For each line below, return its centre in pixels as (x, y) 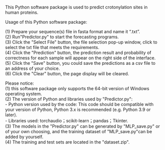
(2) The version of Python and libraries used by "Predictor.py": (69, 99)
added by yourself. (24, 137)
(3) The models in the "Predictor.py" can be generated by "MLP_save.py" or (82, 126)
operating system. (24, 94)
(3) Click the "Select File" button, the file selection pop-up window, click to (81, 42)
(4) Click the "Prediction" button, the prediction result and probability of (78, 52)
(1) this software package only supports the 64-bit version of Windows (77, 88)
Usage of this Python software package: (46, 22)
